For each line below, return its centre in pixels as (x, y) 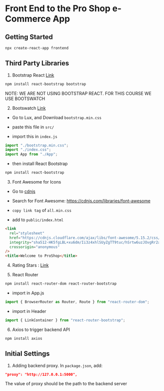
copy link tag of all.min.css (42, 210)
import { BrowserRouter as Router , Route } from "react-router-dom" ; (77, 302)
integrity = (20, 242)
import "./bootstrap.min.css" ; (37, 145)
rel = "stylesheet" (27, 233)
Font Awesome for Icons (37, 182)
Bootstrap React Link (33, 75)
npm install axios (24, 338)
